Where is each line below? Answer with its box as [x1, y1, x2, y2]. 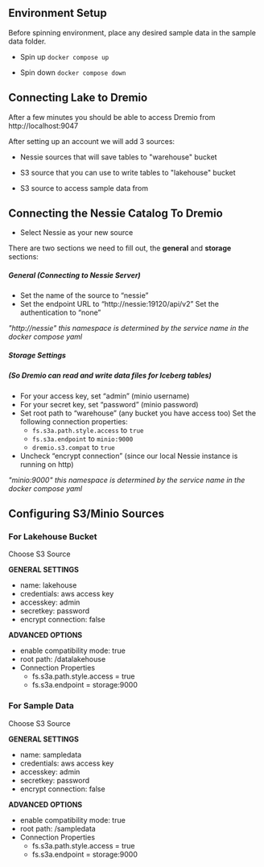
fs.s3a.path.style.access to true [31, 425, 144, 435]
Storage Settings [8, 350, 67, 360]
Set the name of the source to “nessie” [19, 291, 149, 300]
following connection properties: [19, 416, 128, 426]
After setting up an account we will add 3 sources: [8, 136, 175, 146]
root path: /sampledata [19, 824, 97, 833]
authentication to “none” [19, 308, 101, 317]
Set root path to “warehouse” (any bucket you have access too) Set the [19, 408, 257, 418]
